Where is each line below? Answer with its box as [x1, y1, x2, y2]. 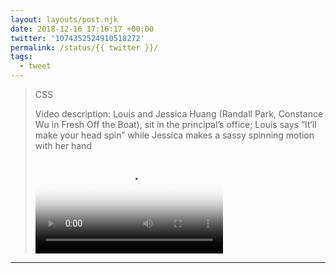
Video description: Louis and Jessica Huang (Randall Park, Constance [34, 108, 324, 120]
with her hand [34, 140, 93, 151]
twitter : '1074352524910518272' [10, 33, 145, 43]
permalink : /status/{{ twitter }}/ [10, 42, 159, 53]
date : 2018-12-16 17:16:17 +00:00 [10, 24, 155, 34]
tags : [10, 52, 33, 62]
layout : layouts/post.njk [10, 14, 118, 25]
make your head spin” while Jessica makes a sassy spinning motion [34, 129, 315, 141]
